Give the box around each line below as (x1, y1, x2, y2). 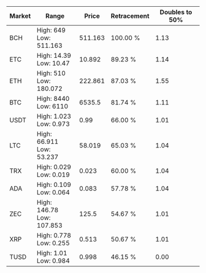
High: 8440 (36, 95, 70, 103)
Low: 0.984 (36, 256, 71, 265)
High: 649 (36, 26, 66, 34)
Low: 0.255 (36, 239, 71, 247)
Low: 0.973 (36, 120, 71, 128)
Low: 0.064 (36, 188, 71, 196)
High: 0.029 (36, 163, 72, 171)
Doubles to (159, 8, 193, 16)
